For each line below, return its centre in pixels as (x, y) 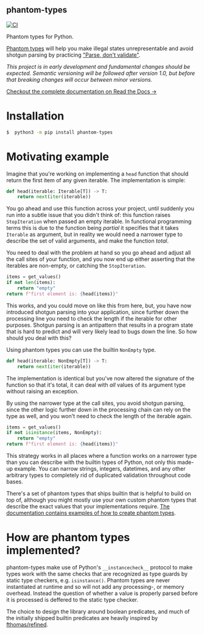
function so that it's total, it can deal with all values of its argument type (96, 385)
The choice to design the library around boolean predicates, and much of (98, 611)
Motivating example (58, 156)
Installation (35, 116)
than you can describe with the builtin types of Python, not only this (91, 462)
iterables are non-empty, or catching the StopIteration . (76, 266)
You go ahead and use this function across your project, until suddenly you (100, 208)
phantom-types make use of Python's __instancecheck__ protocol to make (100, 567)
